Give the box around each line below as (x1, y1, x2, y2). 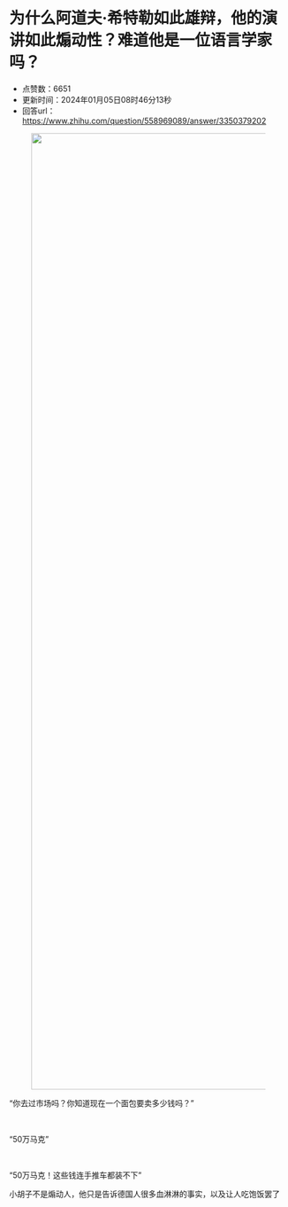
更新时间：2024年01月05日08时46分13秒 (21, 94, 172, 104)
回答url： (21, 105, 56, 116)
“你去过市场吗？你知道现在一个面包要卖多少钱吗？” (9, 1097, 194, 1108)
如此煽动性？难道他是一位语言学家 (25, 30, 273, 50)
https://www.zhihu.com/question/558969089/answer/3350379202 (21, 115, 267, 126)
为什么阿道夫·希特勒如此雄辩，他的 (9, 8, 262, 28)
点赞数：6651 (21, 83, 72, 94)
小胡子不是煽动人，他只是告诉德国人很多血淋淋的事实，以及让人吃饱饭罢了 (9, 1188, 280, 1199)
